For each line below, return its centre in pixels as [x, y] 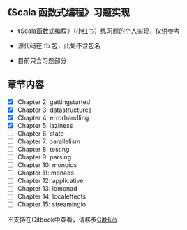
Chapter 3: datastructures [54, 110]
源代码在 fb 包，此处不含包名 [59, 45]
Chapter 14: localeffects [51, 196]
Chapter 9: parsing [44, 157]
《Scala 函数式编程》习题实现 [69, 13]
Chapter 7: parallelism [49, 141]
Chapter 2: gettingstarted [54, 102]
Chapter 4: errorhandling [53, 117]
